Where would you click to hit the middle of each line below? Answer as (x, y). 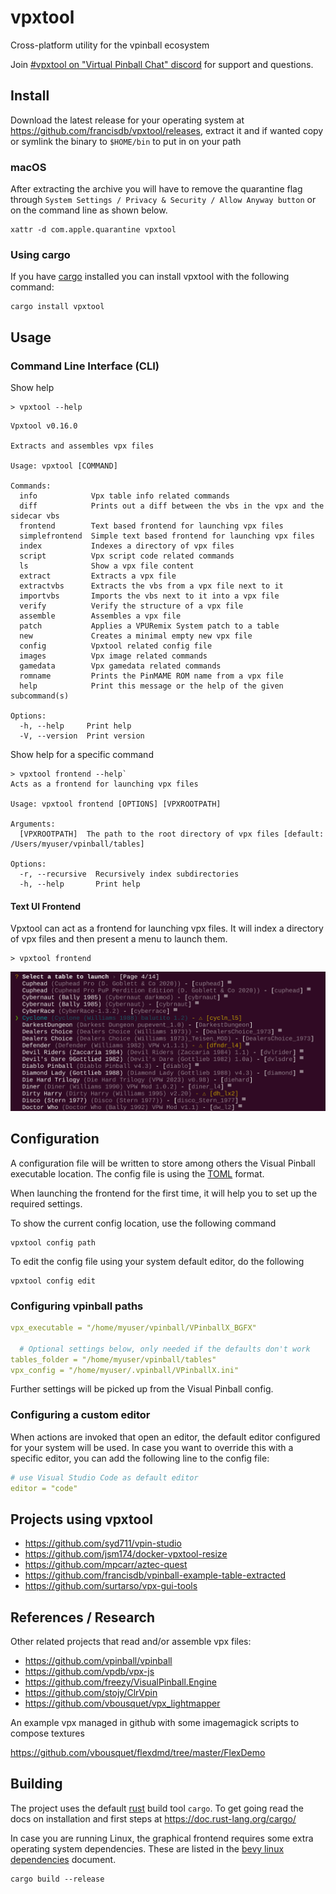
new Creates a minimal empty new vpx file (136, 636)
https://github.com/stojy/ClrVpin (91, 1693)
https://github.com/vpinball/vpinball (98, 1661)
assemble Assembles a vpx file (100, 616)
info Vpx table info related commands (124, 496)
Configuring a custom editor (80, 1415)
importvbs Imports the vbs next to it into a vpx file (149, 596)
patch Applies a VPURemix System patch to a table (149, 626)
